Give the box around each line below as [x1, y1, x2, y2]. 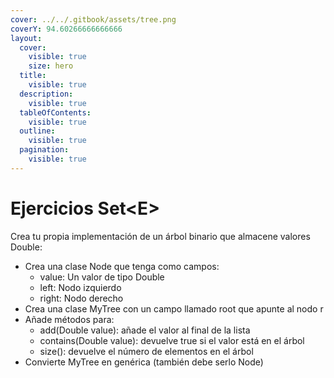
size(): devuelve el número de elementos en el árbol [39, 345, 254, 357]
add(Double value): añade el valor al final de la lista [39, 324, 251, 336]
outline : [19, 126, 56, 136]
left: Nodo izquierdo [39, 281, 122, 293]
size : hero [28, 61, 74, 71]
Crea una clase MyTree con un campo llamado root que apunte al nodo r [24, 302, 324, 315]
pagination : [19, 145, 70, 155]
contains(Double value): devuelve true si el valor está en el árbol [39, 334, 305, 346]
